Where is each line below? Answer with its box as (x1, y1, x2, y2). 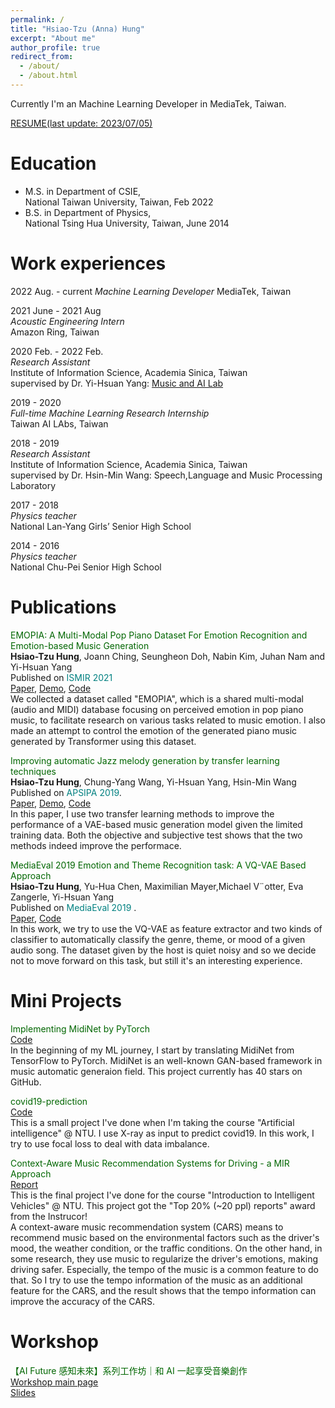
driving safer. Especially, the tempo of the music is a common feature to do (10, 1263, 320, 1275)
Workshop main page (10, 1376, 99, 1388)
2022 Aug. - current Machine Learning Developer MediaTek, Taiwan (10, 285, 292, 297)
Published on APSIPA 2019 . (10, 786, 122, 798)
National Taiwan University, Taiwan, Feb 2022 (24, 196, 214, 208)
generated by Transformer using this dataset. (10, 735, 197, 747)
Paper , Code (10, 912, 62, 924)
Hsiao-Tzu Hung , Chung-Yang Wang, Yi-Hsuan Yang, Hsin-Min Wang (10, 776, 297, 788)
